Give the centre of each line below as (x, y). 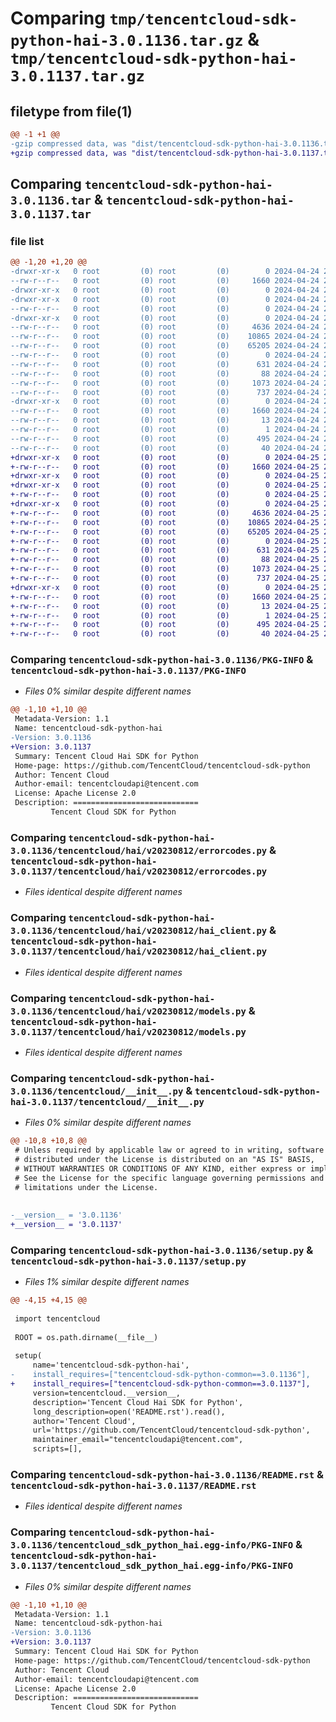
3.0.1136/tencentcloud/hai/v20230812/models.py (128, 1011)
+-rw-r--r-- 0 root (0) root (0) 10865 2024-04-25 (165, 522)
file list (27, 241)
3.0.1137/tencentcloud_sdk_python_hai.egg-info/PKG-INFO (152, 1566)
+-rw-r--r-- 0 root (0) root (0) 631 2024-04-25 (165, 550)
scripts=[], (57, 1449)
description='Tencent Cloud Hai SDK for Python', (138, 1402)
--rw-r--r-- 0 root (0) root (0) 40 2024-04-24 (165, 448)
